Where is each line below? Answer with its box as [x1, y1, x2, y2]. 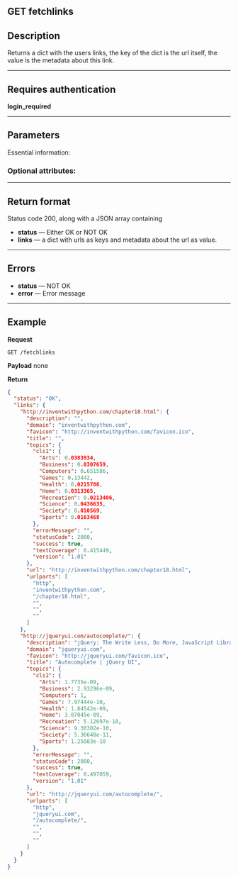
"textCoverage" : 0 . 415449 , [33, 547, 113, 554]
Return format [7, 195, 71, 208]
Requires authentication [7, 83, 116, 95]
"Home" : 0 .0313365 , [38, 487, 97, 495]
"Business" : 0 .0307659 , [38, 461, 110, 469]
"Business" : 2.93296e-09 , [38, 685, 115, 692]
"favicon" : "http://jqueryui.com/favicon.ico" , [25, 652, 170, 659]
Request [7, 335, 33, 343]
